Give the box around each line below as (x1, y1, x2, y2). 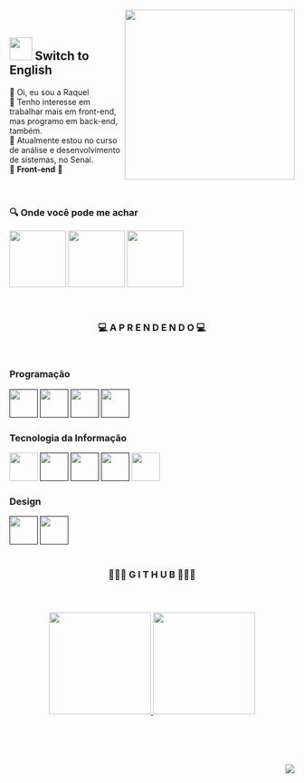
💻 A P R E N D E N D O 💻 (98, 322, 206, 334)
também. (9, 125, 43, 136)
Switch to (34, 48, 90, 64)
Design (9, 495, 42, 507)
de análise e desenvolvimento (9, 144, 120, 155)
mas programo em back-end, (9, 115, 119, 126)
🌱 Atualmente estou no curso (9, 134, 118, 146)
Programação (9, 368, 71, 381)
